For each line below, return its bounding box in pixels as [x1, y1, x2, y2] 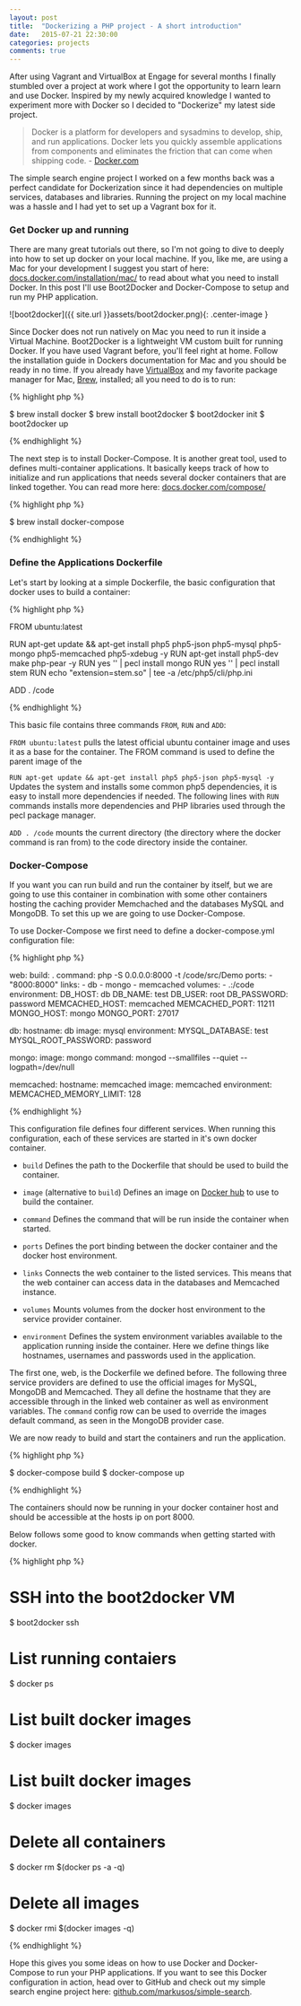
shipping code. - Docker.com [30, 155, 139, 166]
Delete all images [9, 1893, 140, 1913]
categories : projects [9, 38, 90, 48]
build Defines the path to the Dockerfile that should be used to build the [21, 1160, 289, 1171]
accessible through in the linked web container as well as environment [9, 1397, 269, 1407]
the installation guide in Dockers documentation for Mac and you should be [9, 355, 287, 366]
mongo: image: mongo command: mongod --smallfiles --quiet [9, 1052, 239, 1064]
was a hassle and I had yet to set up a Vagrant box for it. [9, 201, 217, 212]
